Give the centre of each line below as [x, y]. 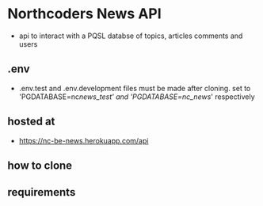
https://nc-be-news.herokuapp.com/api [84, 140]
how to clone [40, 165]
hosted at [31, 122]
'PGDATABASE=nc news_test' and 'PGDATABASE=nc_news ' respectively [137, 97]
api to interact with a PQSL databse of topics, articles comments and [131, 36]
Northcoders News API [84, 14]
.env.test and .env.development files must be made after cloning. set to [135, 88]
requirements [42, 192]
